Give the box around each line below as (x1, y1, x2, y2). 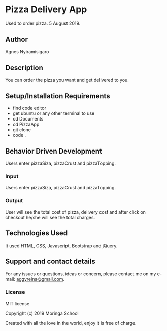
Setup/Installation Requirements (5, 92, 110, 100)
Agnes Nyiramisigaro (5, 48, 49, 54)
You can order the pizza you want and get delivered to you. (5, 77, 129, 83)
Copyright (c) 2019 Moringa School (5, 310, 79, 316)
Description (5, 64, 43, 72)
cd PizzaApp (12, 121, 40, 128)
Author (5, 35, 28, 44)
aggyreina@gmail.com (16, 276, 63, 282)
